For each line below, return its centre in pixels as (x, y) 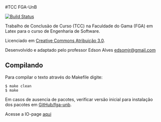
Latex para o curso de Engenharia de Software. (53, 31)
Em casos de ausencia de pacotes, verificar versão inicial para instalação (79, 99)
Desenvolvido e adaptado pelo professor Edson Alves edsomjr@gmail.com (80, 50)
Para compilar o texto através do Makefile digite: (54, 77)
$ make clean (18, 86)
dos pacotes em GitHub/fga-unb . (38, 104)
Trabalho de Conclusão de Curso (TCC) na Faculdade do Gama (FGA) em (79, 26)
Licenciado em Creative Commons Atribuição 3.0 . (55, 41)
